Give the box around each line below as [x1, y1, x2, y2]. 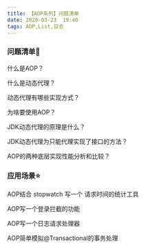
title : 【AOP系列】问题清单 [7, 10, 79, 17]
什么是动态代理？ [7, 79, 56, 87]
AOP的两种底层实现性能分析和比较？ [7, 152, 110, 160]
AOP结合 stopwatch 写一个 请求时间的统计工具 [7, 190, 139, 198]
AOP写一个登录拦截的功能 [7, 204, 81, 212]
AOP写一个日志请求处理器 [7, 219, 81, 228]
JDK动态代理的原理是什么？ [7, 122, 86, 131]
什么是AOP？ [7, 63, 44, 72]
